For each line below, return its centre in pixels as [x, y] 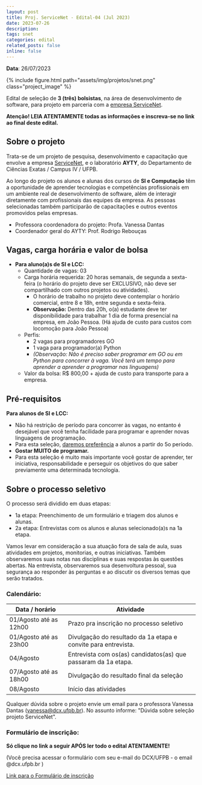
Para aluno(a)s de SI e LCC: [50, 264]
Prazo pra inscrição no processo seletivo [126, 624]
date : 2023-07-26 [28, 23]
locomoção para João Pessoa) [71, 328]
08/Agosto [24, 689]
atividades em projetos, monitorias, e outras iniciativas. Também [86, 553]
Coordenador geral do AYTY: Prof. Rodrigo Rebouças [81, 231]
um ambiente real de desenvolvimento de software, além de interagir [91, 193]
